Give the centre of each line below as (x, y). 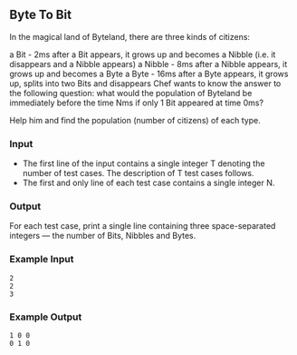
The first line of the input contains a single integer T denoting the (144, 163)
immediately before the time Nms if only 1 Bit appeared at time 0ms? (137, 103)
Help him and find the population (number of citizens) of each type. (135, 120)
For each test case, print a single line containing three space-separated (143, 226)
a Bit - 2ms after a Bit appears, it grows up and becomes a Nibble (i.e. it (143, 54)
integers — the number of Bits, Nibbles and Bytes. (103, 236)
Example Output (46, 317)
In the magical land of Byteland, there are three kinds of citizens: (130, 36)
